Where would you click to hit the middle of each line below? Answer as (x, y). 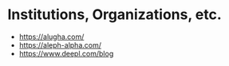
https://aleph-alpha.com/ (60, 45)
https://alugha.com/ (51, 37)
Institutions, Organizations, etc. (115, 15)
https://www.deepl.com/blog (66, 53)
